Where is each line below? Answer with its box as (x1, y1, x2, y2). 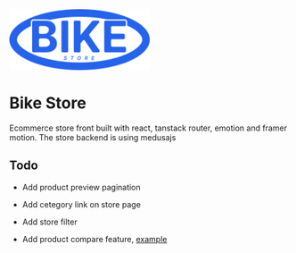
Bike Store (9, 93, 86, 114)
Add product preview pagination (21, 181, 141, 192)
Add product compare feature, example (21, 233, 168, 244)
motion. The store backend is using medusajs (9, 131, 177, 142)
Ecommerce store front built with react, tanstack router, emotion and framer (9, 122, 288, 133)
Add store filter (21, 216, 78, 227)
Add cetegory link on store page (21, 198, 141, 209)
